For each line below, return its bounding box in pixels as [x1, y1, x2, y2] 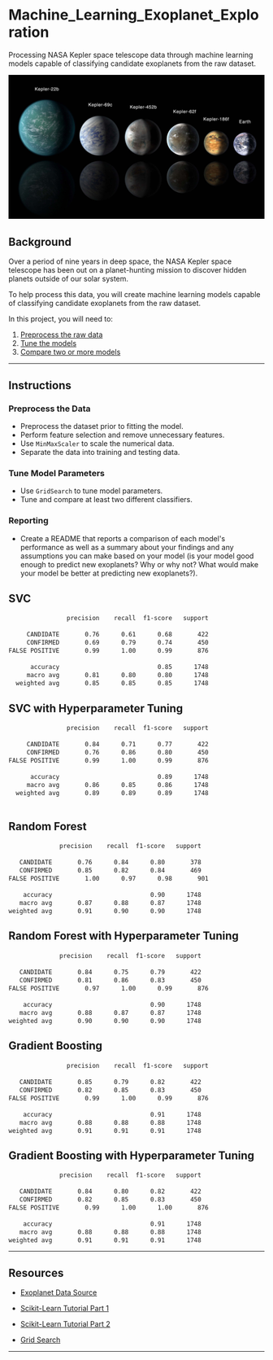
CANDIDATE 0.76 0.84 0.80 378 [19, 858, 201, 866]
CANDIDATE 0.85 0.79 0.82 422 [19, 1078, 201, 1086]
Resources [8, 1266, 64, 1279]
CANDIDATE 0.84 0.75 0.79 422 [19, 968, 201, 976]
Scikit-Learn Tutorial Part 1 [19, 1304, 110, 1314]
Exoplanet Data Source [19, 1288, 97, 1297]
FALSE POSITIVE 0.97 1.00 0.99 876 [8, 984, 209, 992]
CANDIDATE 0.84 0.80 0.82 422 [19, 1187, 201, 1196]
